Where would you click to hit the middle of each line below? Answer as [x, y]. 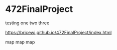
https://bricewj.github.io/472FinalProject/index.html [59, 32]
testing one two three [27, 23]
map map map [20, 42]
